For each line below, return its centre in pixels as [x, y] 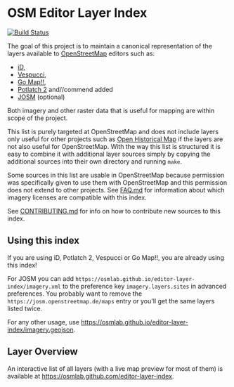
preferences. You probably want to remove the [75, 294]
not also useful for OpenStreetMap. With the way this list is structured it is [114, 146]
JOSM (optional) [41, 97]
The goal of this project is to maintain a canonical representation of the [110, 46]
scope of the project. [38, 118]
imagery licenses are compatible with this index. [77, 197]
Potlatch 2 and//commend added [65, 89]
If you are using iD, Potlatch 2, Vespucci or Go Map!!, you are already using [116, 257]
